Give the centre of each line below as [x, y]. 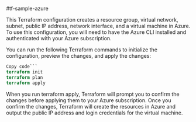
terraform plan [25, 77]
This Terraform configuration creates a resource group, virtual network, [92, 20]
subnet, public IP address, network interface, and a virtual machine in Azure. [98, 26]
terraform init [25, 72]
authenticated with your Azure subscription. [59, 38]
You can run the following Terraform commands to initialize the [82, 50]
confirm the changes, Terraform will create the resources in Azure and [91, 106]
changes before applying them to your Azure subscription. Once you [89, 100]
